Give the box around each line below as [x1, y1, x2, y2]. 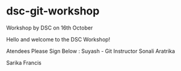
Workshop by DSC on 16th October [6, 24, 93, 31]
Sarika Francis [6, 59, 42, 66]
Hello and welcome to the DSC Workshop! [6, 35, 111, 43]
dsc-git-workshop [6, 4, 100, 18]
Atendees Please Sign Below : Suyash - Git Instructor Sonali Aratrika [6, 47, 176, 55]
